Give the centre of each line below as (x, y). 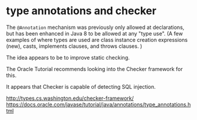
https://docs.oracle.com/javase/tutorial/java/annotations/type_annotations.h (98, 104)
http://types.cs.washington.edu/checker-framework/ (70, 98)
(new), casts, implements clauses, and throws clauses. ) (74, 46)
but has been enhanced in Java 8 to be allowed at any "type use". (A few (94, 33)
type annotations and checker (81, 11)
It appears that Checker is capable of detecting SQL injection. (81, 86)
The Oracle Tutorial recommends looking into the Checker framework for (94, 69)
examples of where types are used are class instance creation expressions (97, 40)
